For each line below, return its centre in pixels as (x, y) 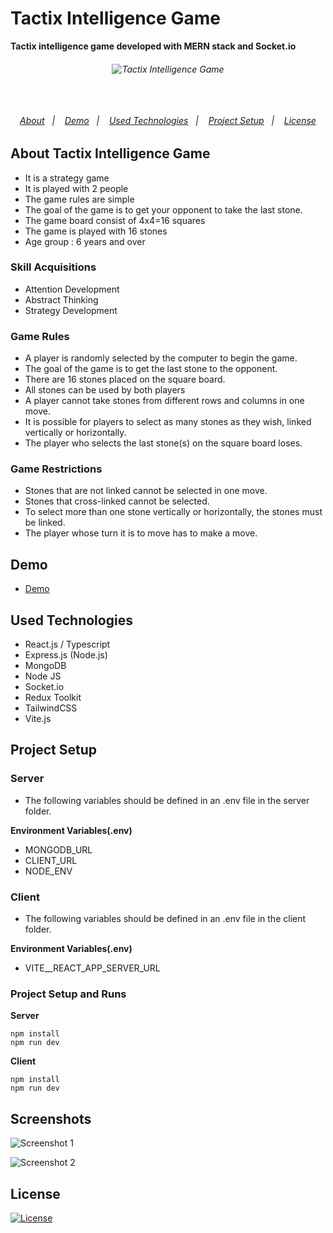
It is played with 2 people (76, 188)
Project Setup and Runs (68, 994)
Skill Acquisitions (53, 267)
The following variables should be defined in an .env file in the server (167, 800)
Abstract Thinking (61, 299)
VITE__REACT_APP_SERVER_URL (92, 968)
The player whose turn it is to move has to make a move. (141, 533)
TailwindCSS (51, 708)
